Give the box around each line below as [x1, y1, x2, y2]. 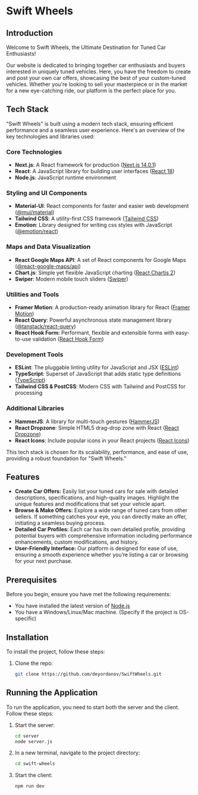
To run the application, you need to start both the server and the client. [6, 703, 180, 711]
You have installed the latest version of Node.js [14, 602, 130, 609]
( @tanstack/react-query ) [14, 323, 76, 329]
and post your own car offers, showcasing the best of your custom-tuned [6, 75, 186, 81]
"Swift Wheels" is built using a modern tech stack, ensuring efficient [6, 120, 174, 127]
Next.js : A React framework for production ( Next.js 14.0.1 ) [14, 161, 156, 168]
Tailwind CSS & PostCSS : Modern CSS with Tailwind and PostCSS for [14, 383, 186, 390]
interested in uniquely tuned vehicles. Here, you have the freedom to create [6, 68, 191, 75]
